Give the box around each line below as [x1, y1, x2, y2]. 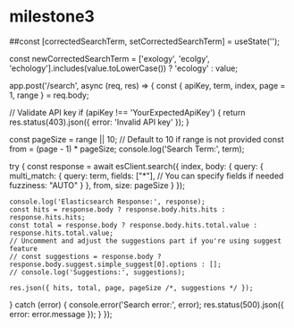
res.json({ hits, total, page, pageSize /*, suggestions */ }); [9, 283, 254, 292]
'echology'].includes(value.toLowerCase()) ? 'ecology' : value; [9, 63, 239, 73]
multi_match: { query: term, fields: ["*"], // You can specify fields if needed [9, 170, 284, 181]
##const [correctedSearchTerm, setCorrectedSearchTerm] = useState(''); [9, 36, 280, 47]
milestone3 [9, 6, 96, 27]
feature [9, 244, 38, 253]
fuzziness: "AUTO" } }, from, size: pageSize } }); [9, 179, 186, 190]
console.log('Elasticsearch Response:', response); [9, 197, 206, 206]
